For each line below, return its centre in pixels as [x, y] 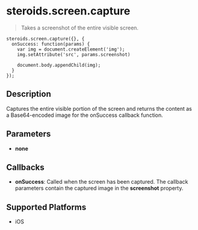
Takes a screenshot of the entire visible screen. [80, 28]
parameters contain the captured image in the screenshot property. [99, 188]
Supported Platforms [46, 207]
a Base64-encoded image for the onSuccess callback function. [85, 115]
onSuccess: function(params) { [51, 44]
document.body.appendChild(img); [59, 65]
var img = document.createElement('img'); [71, 49]
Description [29, 94]
